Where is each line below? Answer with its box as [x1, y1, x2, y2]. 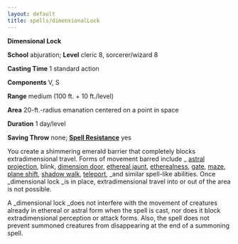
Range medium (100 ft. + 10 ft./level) [7, 92, 114, 100]
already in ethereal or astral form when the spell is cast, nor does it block [7, 206, 221, 214]
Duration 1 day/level [7, 119, 66, 128]
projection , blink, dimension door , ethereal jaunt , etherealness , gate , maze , [7, 161, 226, 171]
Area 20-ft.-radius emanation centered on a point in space [7, 105, 179, 114]
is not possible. [7, 184, 52, 193]
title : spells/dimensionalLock [7, 17, 100, 24]
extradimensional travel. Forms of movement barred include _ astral [7, 154, 205, 163]
